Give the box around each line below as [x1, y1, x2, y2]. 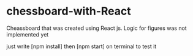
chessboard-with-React [6, 4, 131, 18]
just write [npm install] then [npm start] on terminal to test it [6, 43, 157, 50]
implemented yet [6, 30, 49, 38]
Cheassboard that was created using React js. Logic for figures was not [6, 24, 187, 32]
